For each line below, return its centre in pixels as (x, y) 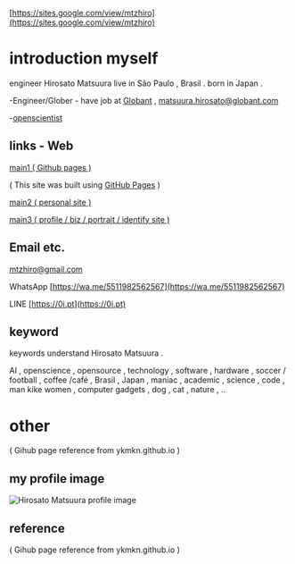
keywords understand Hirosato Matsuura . (86, 353)
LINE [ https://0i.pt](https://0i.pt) (68, 304)
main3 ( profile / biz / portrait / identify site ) (90, 219)
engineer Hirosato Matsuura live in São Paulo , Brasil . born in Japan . (136, 83)
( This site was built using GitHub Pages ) (85, 185)
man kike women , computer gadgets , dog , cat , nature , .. (118, 390)
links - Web (41, 146)
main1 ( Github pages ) (50, 167)
